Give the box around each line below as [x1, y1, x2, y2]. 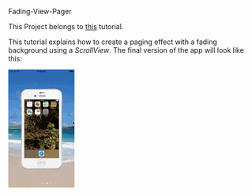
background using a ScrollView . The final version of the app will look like [8, 46, 245, 54]
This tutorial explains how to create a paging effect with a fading [8, 37, 217, 46]
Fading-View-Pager [8, 7, 73, 16]
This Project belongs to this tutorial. [8, 22, 124, 31]
